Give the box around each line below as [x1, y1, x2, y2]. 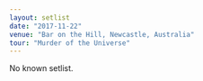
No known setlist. [9, 63, 74, 74]
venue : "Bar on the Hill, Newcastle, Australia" [9, 30, 195, 39]
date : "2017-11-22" [9, 22, 83, 31]
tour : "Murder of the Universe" [9, 38, 130, 48]
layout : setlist [9, 13, 70, 22]
